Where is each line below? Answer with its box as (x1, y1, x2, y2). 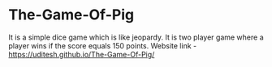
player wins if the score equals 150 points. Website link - (8, 40, 197, 50)
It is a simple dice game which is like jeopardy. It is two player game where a (8, 32, 264, 42)
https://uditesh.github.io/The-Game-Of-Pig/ (8, 49, 155, 59)
